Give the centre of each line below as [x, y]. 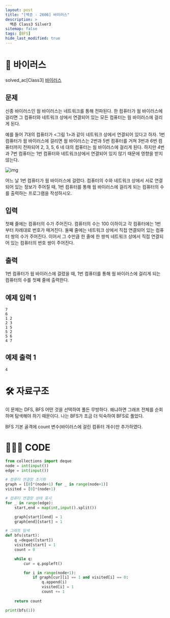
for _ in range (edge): [29, 503]
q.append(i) [54, 582]
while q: [24, 559]
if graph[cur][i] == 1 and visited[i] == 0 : [80, 577]
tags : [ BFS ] [18, 34]
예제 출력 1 [21, 358]
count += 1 [53, 592]
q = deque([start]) [34, 540]
